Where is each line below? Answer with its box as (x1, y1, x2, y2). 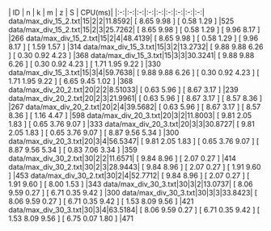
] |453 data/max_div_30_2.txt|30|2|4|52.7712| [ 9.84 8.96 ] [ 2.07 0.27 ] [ (8, 170, 250, 180)
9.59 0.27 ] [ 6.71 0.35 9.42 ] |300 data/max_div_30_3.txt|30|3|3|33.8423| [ (8, 188, 257, 197)
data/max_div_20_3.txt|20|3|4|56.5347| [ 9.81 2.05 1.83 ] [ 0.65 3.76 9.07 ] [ (8, 136, 260, 145)
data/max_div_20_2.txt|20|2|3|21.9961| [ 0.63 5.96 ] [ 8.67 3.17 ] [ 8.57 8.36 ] (8, 94, 263, 103)
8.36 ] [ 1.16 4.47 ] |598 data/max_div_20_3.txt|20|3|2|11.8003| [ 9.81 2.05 (8, 111, 252, 120)
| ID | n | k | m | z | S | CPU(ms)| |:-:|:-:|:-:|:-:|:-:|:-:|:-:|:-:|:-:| (8, 8, 205, 17)
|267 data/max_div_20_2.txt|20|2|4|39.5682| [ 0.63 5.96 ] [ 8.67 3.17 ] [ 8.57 (8, 102, 261, 111)
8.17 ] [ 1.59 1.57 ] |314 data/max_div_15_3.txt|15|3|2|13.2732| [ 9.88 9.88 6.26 (8, 42, 264, 52)
